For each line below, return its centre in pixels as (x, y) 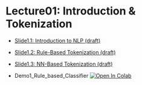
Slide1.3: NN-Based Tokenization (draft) (63, 64)
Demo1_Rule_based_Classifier (51, 75)
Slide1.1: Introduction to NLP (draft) (57, 40)
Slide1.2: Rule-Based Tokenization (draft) (65, 52)
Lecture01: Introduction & (71, 11)
